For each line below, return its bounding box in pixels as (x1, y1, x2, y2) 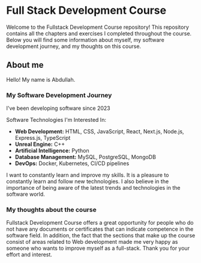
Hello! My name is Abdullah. (6, 76, 76, 83)
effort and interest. (6, 251, 53, 258)
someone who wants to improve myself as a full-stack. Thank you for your (6, 244, 190, 252)
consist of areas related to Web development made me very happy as (6, 238, 178, 246)
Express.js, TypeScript (14, 135, 71, 142)
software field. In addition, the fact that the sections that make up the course (6, 232, 196, 239)
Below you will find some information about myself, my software (6, 36, 165, 43)
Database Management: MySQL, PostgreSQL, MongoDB (14, 154, 156, 161)
